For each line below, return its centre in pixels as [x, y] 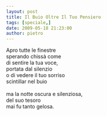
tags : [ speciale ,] [29, 22]
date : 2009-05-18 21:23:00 [39, 28]
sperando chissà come [34, 57]
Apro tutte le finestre [31, 50]
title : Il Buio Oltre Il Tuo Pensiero [53, 17]
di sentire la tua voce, [32, 63]
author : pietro [25, 34]
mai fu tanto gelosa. [30, 107]
